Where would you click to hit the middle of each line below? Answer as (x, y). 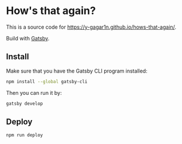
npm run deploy (25, 135)
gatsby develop (25, 104)
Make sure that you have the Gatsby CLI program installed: (77, 71)
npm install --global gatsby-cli (47, 81)
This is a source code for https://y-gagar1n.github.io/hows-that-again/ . (91, 27)
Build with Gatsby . (28, 38)
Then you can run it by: (34, 92)
